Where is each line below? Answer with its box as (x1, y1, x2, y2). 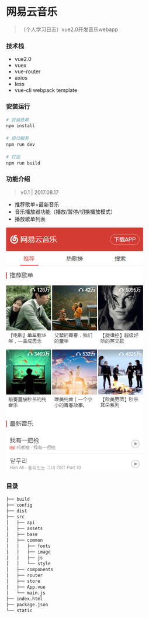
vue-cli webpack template (14, 87, 78, 94)
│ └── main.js (6, 590, 46, 596)
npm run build (6, 160, 41, 166)
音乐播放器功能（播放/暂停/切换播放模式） (14, 208, 116, 215)
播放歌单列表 (14, 215, 46, 223)
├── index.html (6, 596, 43, 602)
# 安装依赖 (6, 117, 29, 123)
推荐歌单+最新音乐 (14, 200, 60, 208)
